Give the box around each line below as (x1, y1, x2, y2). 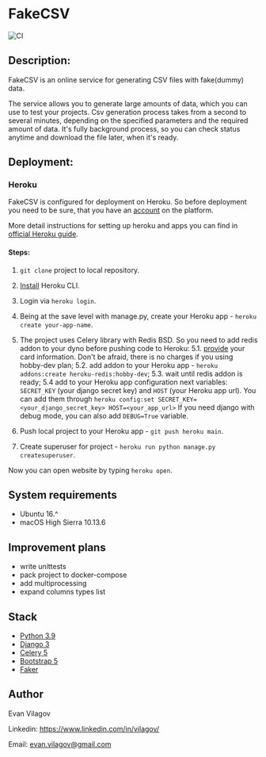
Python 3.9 (19, 631, 56, 640)
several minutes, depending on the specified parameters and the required (8, 116, 249, 125)
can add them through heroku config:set (19, 394, 155, 403)
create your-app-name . (19, 319, 93, 329)
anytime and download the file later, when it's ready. (8, 132, 179, 142)
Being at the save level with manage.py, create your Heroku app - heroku (19, 311, 257, 321)
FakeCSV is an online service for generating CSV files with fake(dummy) (8, 75, 244, 84)
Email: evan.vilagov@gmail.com (8, 739, 112, 749)
